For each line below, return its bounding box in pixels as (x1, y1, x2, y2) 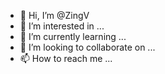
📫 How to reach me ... (19, 53, 113, 64)
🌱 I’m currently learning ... (19, 31, 127, 42)
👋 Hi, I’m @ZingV (19, 10, 90, 21)
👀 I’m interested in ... (19, 20, 105, 32)
